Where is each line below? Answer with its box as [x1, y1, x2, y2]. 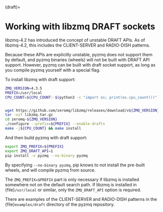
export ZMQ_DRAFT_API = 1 [5, 148, 53, 153]
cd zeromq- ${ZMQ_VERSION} [5, 117, 57, 122]
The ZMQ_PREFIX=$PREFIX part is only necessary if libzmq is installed [5, 177, 139, 182]
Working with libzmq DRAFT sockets [5, 21, 155, 32]
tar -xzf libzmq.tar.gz [5, 113, 53, 117]
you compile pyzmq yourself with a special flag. [5, 67, 100, 73]
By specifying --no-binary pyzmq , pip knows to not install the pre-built [5, 162, 145, 168]
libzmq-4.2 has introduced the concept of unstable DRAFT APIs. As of [5, 37, 146, 43]
